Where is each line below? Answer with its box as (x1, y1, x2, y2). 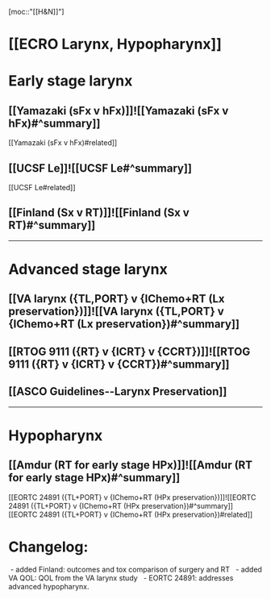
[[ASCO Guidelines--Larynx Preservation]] (8, 385, 227, 398)
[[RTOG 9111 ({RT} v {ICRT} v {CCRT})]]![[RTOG (8, 344, 251, 358)
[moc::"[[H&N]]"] (8, 7, 65, 16)
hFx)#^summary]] (8, 116, 101, 130)
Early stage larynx (8, 72, 133, 90)
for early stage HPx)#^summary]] (8, 471, 181, 485)
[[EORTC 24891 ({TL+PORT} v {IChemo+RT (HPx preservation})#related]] (8, 510, 253, 519)
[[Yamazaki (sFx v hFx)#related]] (8, 138, 118, 148)
